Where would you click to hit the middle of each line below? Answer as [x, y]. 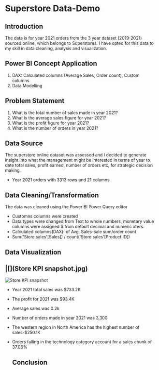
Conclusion [29, 362]
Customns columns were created [45, 216]
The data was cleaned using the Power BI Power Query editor [66, 207]
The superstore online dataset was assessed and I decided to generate [76, 155]
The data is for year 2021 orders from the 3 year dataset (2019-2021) [73, 38]
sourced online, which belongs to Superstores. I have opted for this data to [79, 43]
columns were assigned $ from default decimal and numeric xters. [78, 227]
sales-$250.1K [26, 333]
